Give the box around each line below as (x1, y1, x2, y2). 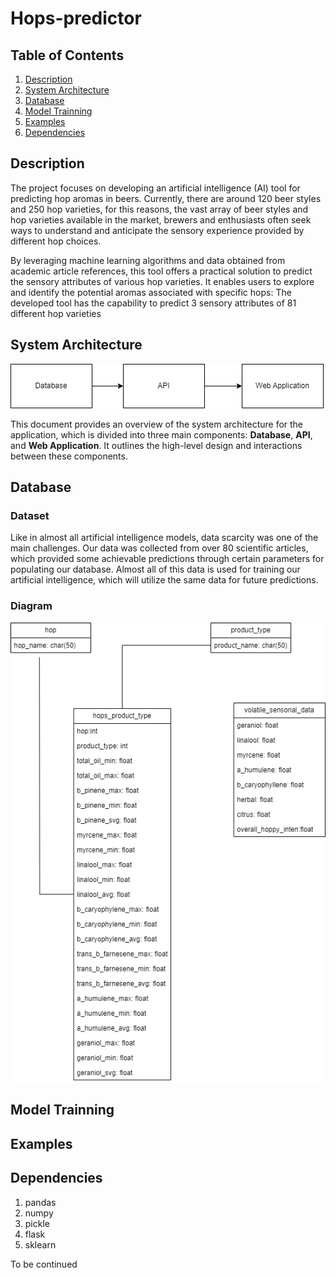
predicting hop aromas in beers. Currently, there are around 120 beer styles (10, 192, 322, 204)
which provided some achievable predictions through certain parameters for (10, 553, 325, 565)
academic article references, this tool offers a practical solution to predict (10, 265, 313, 277)
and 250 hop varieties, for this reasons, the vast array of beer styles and (10, 203, 309, 215)
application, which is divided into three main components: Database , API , (10, 428, 313, 441)
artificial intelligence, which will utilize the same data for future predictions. (10, 574, 319, 586)
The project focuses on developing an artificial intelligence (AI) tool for (10, 182, 301, 194)
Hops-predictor (10, 7, 142, 30)
